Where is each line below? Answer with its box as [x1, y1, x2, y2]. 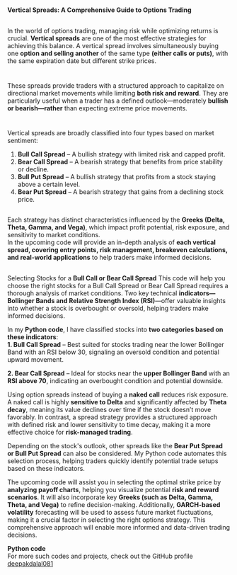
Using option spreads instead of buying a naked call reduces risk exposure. [7, 390, 229, 399]
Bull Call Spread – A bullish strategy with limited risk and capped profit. [17, 149, 226, 158]
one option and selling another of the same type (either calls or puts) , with [7, 49, 229, 57]
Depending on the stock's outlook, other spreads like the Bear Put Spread [7, 441, 223, 450]
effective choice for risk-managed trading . [7, 428, 133, 436]
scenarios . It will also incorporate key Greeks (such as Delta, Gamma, [7, 493, 214, 501]
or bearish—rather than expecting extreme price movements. [7, 103, 187, 112]
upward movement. [7, 355, 64, 363]
